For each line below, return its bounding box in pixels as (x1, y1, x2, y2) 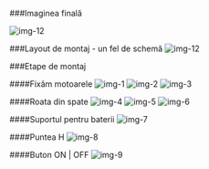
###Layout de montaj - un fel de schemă (9, 43, 163, 54)
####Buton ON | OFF (9, 150, 89, 160)
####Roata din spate (9, 96, 89, 107)
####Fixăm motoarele (9, 79, 93, 90)
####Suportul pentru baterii (9, 114, 115, 124)
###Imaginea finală (9, 8, 82, 18)
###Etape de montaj (9, 61, 87, 71)
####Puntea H (9, 132, 65, 143)
